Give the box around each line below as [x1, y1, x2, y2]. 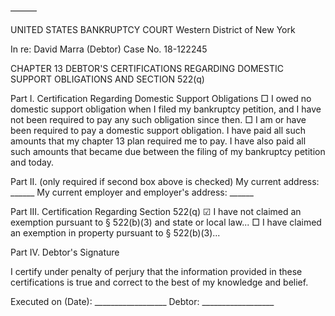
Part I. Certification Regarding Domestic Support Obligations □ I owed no [10, 93, 312, 104]
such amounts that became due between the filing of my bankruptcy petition [10, 146, 326, 157]
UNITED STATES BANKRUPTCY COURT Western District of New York [10, 24, 296, 35]
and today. [10, 156, 54, 168]
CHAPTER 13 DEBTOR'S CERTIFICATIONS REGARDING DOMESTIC [10, 63, 284, 74]
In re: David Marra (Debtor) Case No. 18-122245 [10, 43, 208, 55]
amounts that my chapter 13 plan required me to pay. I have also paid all [10, 135, 307, 147]
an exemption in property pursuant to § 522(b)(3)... [10, 227, 221, 239]
